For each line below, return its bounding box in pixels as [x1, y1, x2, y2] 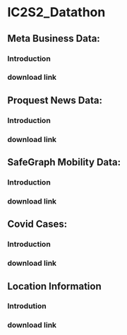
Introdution [7, 301, 47, 311]
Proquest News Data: [7, 94, 102, 106]
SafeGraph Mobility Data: [7, 156, 121, 168]
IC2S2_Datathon [7, 4, 106, 20]
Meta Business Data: [7, 33, 100, 45]
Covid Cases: [7, 218, 68, 230]
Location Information [7, 280, 102, 292]
